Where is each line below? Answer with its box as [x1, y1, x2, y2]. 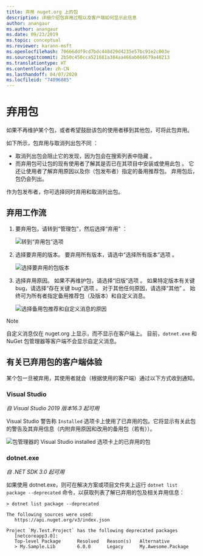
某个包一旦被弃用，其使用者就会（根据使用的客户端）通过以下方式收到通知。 [6, 374, 198, 382]
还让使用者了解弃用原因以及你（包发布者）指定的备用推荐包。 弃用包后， [15, 168, 198, 175]
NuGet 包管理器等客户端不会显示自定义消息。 [6, 337, 120, 344]
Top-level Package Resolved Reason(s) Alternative [14, 538, 170, 544]
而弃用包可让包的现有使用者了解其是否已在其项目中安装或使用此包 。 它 [15, 160, 194, 168]
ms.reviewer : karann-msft [6, 43, 72, 49]
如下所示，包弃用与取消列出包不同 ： [6, 140, 98, 147]
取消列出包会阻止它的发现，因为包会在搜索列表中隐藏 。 [15, 152, 156, 160]
